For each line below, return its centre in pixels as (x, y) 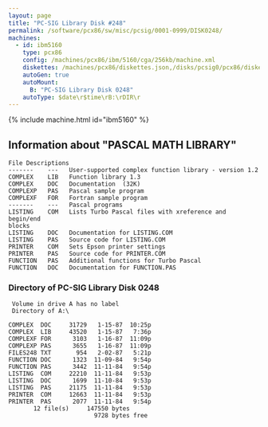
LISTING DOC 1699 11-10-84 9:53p (80, 381)
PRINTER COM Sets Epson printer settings (87, 247)
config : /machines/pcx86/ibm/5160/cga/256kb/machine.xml (119, 61)
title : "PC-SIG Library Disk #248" (67, 23)
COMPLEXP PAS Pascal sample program (77, 191)
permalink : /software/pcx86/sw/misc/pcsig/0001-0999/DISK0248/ (116, 30)
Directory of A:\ (40, 311)
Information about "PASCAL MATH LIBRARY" (122, 145)
